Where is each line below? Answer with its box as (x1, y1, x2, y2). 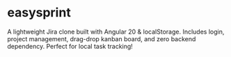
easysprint (7, 5, 71, 21)
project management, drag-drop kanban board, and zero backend (7, 34, 196, 43)
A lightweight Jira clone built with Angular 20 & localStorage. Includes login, (7, 27, 225, 36)
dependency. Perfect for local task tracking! (7, 42, 134, 50)
